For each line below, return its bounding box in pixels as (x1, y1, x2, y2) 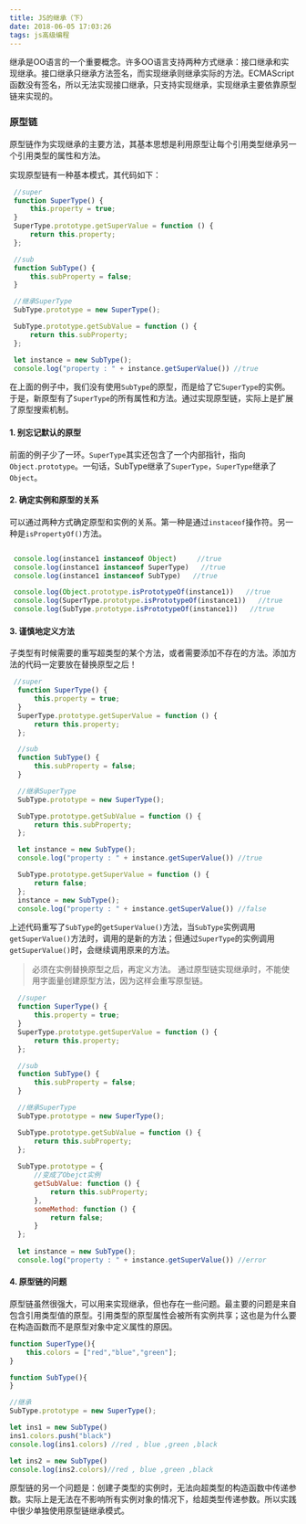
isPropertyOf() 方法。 (25, 527, 107, 539)
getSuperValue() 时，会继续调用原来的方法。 (9, 945, 175, 956)
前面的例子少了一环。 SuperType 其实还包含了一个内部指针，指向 (9, 449, 246, 460)
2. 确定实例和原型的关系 (9, 494, 99, 505)
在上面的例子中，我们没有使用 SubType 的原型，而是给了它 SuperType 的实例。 (9, 381, 291, 393)
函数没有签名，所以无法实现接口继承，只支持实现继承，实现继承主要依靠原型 (9, 79, 297, 90)
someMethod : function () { (33, 1204, 137, 1213)
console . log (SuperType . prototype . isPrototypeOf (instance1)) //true (13, 596, 283, 606)
